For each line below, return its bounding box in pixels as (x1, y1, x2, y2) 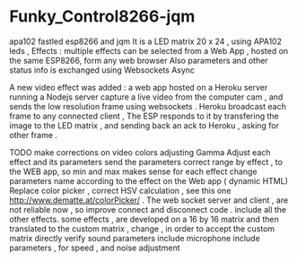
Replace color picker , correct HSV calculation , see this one (9, 185, 231, 196)
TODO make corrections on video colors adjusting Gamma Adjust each (9, 146, 271, 158)
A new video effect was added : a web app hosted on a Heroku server (9, 82, 268, 92)
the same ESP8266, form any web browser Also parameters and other (9, 55, 268, 65)
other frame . (9, 129, 58, 140)
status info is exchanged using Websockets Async (9, 65, 196, 75)
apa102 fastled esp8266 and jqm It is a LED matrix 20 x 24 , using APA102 (9, 36, 283, 47)
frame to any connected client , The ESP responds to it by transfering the (9, 110, 280, 121)
